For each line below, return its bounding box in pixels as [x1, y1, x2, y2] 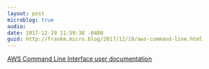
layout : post [7, 10, 45, 17]
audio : [7, 23, 26, 30]
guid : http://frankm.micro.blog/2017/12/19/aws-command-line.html [7, 36, 203, 43]
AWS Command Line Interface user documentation [7, 55, 152, 63]
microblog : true [7, 17, 54, 23]
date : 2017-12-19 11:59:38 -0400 [7, 29, 104, 37]
